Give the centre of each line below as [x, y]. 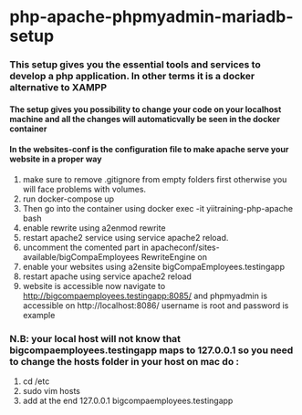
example [39, 315]
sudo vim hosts [51, 391]
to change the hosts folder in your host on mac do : [125, 361]
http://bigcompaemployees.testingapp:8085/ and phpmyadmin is [145, 296]
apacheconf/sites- [185, 247]
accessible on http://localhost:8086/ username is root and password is [156, 305]
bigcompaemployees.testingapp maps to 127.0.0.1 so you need [151, 350]
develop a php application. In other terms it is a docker [132, 77]
